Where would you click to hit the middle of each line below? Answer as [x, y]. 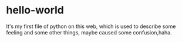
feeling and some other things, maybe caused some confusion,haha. [89, 32]
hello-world [35, 10]
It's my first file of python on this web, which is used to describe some [91, 26]
